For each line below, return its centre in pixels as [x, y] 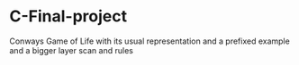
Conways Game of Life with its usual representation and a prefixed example [149, 41]
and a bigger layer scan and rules [71, 50]
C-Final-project [68, 16]
